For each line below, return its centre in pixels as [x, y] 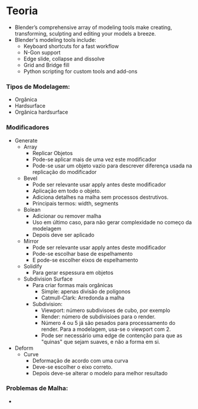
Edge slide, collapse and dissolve [64, 59]
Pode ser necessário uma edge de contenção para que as [112, 335]
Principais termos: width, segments [75, 203]
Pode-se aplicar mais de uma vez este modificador [94, 159]
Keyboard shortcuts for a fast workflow [71, 46]
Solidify [33, 266]
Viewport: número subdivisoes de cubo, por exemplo [106, 310]
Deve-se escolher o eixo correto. [72, 367]
